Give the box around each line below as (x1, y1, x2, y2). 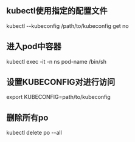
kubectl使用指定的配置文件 (6, 5, 108, 16)
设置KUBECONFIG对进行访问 (6, 77, 116, 87)
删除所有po (6, 112, 49, 123)
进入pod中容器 (6, 41, 62, 52)
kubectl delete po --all (6, 129, 62, 137)
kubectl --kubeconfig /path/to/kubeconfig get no (6, 22, 129, 29)
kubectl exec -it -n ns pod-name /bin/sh (6, 58, 106, 65)
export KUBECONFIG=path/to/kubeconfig (6, 93, 111, 101)
